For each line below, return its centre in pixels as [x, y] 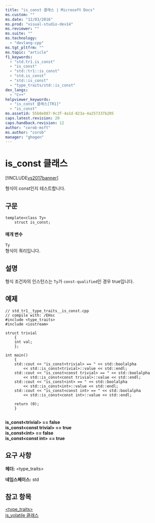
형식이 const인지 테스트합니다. [35, 188]
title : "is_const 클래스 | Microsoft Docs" [50, 10]
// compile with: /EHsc [30, 315]
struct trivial [21, 333]
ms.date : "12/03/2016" [29, 19]
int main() [17, 355]
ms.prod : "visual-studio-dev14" [39, 24]
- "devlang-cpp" [27, 43]
